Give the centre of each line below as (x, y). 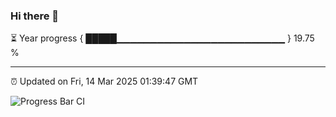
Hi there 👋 (35, 16)
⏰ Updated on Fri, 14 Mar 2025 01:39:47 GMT (104, 81)
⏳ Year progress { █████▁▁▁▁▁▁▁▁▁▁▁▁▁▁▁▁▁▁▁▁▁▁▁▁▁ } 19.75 (162, 38)
